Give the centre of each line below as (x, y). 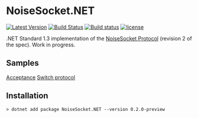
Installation (27, 96)
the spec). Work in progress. (41, 45)
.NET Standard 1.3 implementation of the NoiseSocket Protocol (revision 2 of (99, 38)
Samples (23, 63)
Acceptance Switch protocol (41, 77)
